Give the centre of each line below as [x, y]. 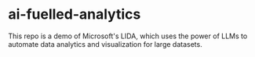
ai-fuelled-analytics [75, 14]
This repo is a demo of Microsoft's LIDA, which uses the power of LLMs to [128, 36]
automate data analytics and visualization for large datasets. [105, 44]
